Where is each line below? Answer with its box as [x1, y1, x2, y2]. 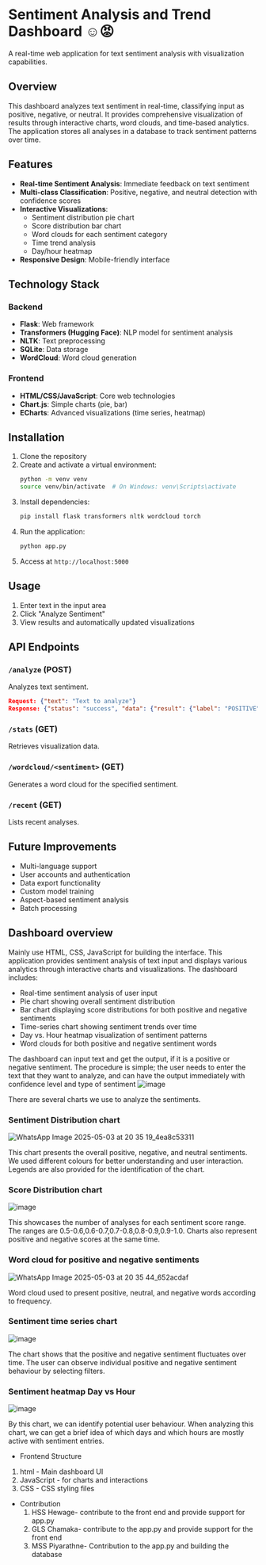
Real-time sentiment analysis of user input [19, 988, 158, 997]
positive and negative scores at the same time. [8, 1234, 161, 1244]
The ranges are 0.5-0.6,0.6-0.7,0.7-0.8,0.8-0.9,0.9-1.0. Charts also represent [8, 1226, 257, 1236]
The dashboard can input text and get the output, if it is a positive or [8, 1054, 230, 1063]
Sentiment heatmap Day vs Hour [8, 1386, 136, 1397]
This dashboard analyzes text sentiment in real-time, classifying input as [8, 101, 245, 110]
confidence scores [19, 196, 82, 205]
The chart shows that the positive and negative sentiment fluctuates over [8, 1349, 247, 1359]
